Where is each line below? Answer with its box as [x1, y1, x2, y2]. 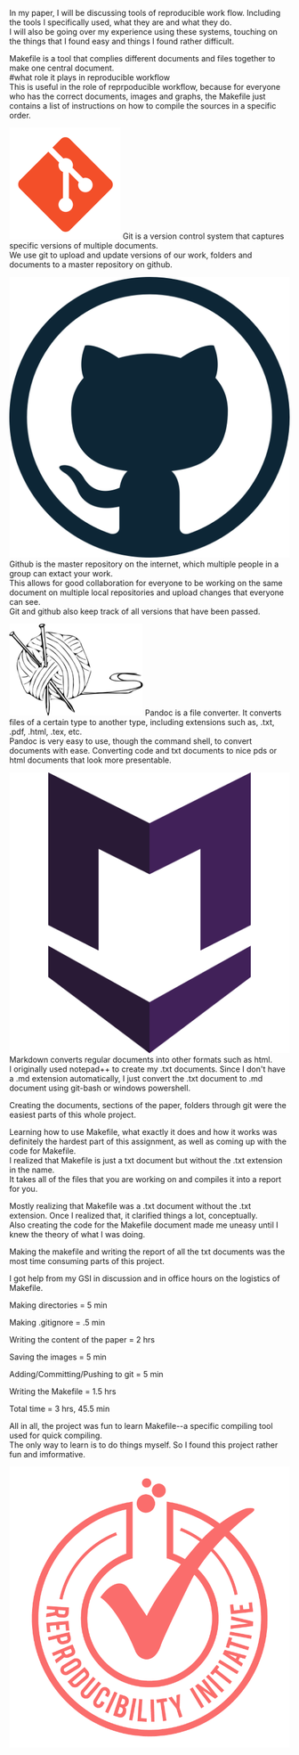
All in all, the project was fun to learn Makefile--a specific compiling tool [9, 1421, 273, 1431]
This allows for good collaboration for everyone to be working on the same [9, 578, 283, 588]
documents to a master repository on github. [9, 259, 174, 270]
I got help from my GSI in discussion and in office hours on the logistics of [9, 1273, 280, 1284]
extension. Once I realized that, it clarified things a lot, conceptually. [9, 1211, 258, 1220]
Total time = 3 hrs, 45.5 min [9, 1403, 110, 1414]
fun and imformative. [9, 1449, 86, 1459]
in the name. [9, 1164, 55, 1175]
